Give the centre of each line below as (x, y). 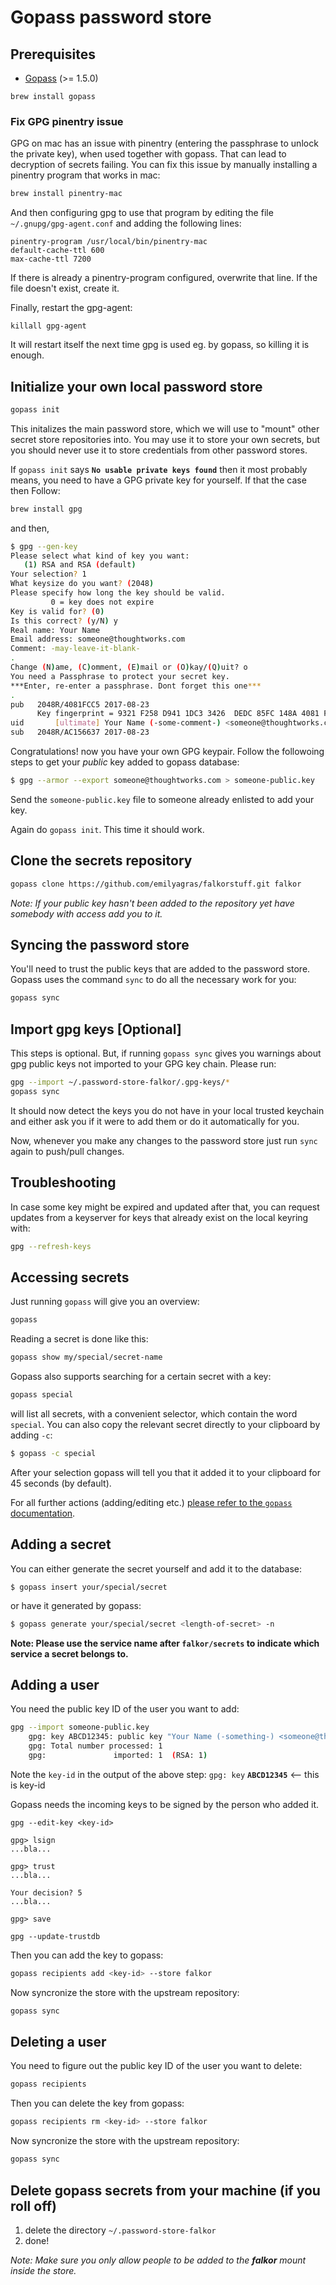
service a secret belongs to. (69, 1653)
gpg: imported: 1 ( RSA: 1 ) (118, 1756)
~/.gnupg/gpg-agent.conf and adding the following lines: (126, 223)
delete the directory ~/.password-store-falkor (120, 2230)
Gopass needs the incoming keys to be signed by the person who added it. (165, 1804)
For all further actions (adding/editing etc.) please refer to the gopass (151, 1502)
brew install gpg (46, 509)
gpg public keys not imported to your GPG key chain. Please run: (143, 1064)
